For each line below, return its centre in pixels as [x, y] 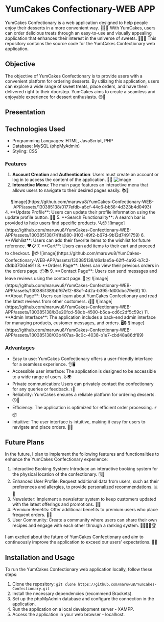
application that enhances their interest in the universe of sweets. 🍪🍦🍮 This [81, 38]
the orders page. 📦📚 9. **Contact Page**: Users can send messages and [81, 271]
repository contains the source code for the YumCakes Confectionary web [80, 43]
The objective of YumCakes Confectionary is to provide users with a [74, 76]
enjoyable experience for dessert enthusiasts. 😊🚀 [56, 97]
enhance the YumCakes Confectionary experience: [57, 459]
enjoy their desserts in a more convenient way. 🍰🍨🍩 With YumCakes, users [80, 27]
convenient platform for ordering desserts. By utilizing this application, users [82, 81]
